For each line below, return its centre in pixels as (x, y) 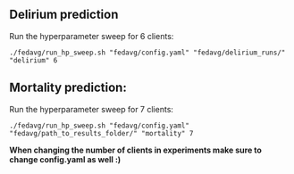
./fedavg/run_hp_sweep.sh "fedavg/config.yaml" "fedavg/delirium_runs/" (147, 53)
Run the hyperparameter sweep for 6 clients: (92, 36)
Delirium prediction (64, 15)
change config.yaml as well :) (65, 159)
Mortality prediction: (68, 88)
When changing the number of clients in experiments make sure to (135, 150)
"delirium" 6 (34, 60)
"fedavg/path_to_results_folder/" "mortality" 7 (101, 133)
